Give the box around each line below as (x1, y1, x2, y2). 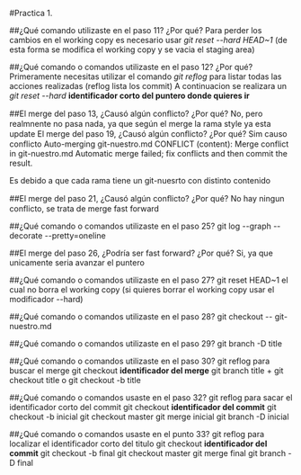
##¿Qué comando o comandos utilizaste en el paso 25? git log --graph (9, 220, 271, 231)
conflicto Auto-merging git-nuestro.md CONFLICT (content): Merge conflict (9, 139, 289, 149)
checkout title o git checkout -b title (9, 375, 141, 385)
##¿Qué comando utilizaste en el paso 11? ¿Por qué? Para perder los (9, 25, 262, 35)
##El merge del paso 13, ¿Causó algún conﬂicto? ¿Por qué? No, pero (9, 108, 263, 119)
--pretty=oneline (44, 230, 106, 241)
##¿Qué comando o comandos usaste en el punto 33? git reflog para (9, 429, 265, 439)
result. (9, 157, 33, 168)
